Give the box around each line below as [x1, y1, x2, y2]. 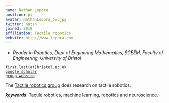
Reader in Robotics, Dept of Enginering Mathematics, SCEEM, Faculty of [12, 49, 164, 56]
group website [5, 73, 35, 78]
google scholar [5, 69, 37, 74]
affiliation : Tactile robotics [5, 31, 71, 36]
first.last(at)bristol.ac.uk [5, 64, 67, 70]
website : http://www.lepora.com [5, 36, 73, 41]
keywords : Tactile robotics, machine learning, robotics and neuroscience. [5, 92, 159, 98]
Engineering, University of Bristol [12, 55, 82, 61]
